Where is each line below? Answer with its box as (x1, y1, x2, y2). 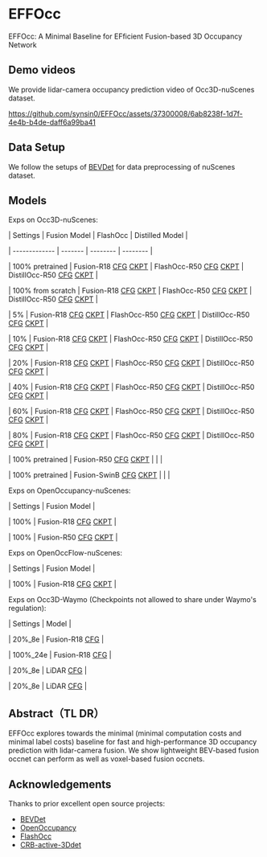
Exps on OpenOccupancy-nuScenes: (8, 486, 131, 495)
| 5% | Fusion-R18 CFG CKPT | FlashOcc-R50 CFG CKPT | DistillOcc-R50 (8, 310, 250, 320)
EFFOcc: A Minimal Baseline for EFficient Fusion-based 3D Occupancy (8, 31, 243, 41)
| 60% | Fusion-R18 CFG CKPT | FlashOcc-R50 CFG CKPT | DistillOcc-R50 (8, 407, 255, 416)
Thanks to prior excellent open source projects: (8, 799, 166, 808)
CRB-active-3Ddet (19, 840, 82, 849)
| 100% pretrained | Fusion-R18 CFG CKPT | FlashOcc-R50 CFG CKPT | (8, 262, 244, 272)
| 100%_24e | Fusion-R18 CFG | (8, 650, 112, 660)
